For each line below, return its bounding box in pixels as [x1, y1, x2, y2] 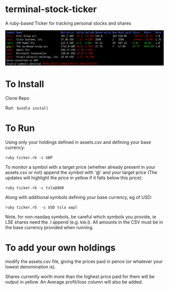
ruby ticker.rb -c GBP [5, 155, 53, 160]
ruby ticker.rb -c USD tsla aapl [5, 205, 78, 210]
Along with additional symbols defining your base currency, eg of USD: [5, 194, 152, 200]
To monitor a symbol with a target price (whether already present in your [5, 164, 156, 170]
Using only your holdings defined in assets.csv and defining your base [5, 139, 151, 145]
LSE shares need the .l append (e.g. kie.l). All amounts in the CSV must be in [5, 219, 163, 225]
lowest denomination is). [5, 264, 56, 270]
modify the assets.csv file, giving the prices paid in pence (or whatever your [5, 258, 163, 265]
